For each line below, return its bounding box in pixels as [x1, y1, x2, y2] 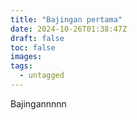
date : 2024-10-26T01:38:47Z [10, 24, 128, 34]
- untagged [19, 71, 65, 81]
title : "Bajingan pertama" [10, 14, 123, 25]
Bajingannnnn [10, 97, 67, 110]
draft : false [10, 33, 65, 43]
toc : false [10, 42, 56, 53]
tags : [10, 61, 33, 71]
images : [10, 52, 43, 62]
